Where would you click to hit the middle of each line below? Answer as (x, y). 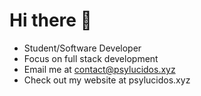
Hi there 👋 (50, 20)
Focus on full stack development (91, 58)
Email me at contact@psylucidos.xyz (99, 69)
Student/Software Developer (82, 48)
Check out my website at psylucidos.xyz (107, 80)
